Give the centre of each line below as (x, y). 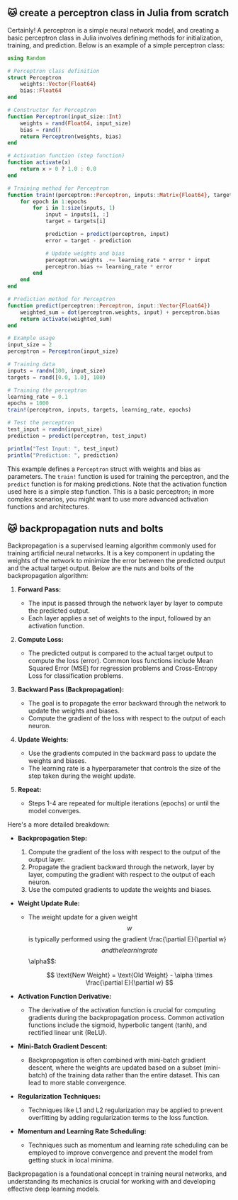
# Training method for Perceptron (58, 188)
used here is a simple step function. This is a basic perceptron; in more (111, 491)
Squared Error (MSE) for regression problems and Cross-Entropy (123, 668)
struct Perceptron (34, 78)
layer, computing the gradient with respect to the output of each (121, 875)
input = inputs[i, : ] (77, 215)
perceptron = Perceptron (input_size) (63, 351)
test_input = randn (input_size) (55, 429)
